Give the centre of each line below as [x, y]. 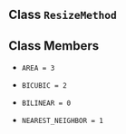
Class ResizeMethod [63, 15]
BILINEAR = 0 [46, 103]
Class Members [54, 46]
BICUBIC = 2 [44, 86]
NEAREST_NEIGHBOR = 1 [62, 121]
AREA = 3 [38, 68]
